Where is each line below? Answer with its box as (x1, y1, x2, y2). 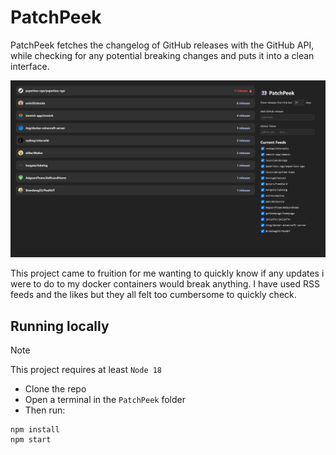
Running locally (10, 317, 110, 335)
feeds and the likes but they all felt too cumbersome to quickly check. (10, 289, 297, 301)
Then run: (24, 404, 66, 416)
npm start (10, 435, 52, 445)
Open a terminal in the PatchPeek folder (24, 394, 186, 406)
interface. (10, 60, 50, 72)
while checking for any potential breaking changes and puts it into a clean (10, 49, 315, 61)
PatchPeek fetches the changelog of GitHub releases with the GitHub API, (10, 39, 315, 51)
